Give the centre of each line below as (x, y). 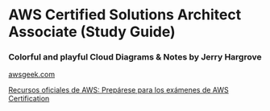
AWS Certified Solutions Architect (125, 15)
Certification (29, 99)
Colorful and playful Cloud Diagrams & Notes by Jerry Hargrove (135, 57)
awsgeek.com (31, 75)
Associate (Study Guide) (92, 32)
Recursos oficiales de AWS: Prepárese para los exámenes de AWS (119, 90)
